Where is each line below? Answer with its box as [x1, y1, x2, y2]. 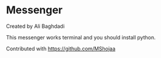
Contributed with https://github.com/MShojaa [6, 45, 116, 52]
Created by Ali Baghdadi [6, 23, 65, 30]
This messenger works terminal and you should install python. [6, 34, 156, 41]
